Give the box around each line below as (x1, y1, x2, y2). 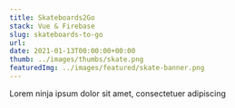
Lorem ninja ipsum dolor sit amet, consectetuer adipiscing (9, 87, 227, 99)
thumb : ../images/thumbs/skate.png (9, 55, 144, 64)
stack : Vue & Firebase (9, 22, 95, 31)
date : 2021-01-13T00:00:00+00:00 (9, 47, 136, 56)
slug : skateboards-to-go (9, 30, 103, 39)
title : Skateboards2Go (9, 13, 95, 22)
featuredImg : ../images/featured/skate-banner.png (9, 64, 205, 73)
